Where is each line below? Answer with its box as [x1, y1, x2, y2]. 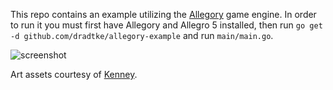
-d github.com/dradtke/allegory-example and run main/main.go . [10, 30, 274, 41]
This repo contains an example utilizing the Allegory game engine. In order [10, 9, 317, 20]
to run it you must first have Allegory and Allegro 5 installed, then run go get [10, 19, 323, 31]
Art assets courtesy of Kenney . [10, 69, 138, 80]
